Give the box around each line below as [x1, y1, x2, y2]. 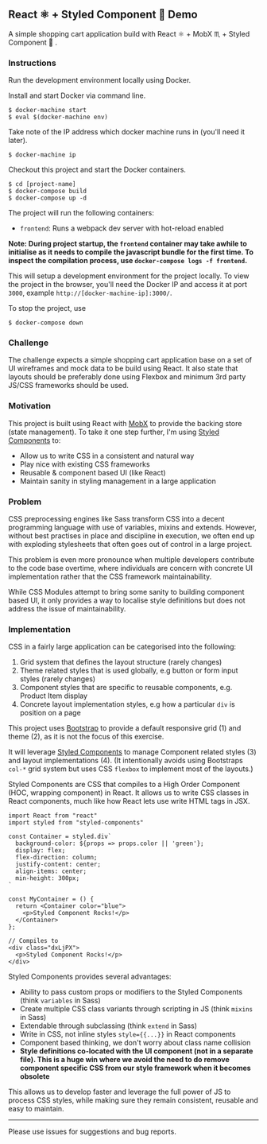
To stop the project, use [8, 304, 86, 313]
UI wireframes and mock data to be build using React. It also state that [8, 363, 238, 374]
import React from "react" [8, 812, 98, 820]
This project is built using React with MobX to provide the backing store [8, 418, 242, 428]
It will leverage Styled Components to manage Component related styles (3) [8, 747, 257, 757]
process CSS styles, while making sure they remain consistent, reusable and [8, 1096, 258, 1105]
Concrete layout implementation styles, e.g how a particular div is [19, 700, 236, 709]
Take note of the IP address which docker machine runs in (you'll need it [8, 127, 245, 137]
